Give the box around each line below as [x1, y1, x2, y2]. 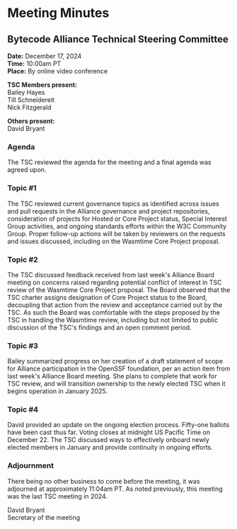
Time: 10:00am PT [7, 59, 62, 68]
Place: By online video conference [7, 67, 108, 75]
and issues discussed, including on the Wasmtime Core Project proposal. [7, 237, 221, 245]
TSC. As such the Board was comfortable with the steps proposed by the [7, 308, 221, 316]
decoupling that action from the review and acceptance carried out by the [7, 301, 223, 309]
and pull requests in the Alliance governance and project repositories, [7, 207, 210, 215]
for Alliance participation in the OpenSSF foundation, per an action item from [7, 364, 231, 373]
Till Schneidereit [7, 95, 55, 104]
